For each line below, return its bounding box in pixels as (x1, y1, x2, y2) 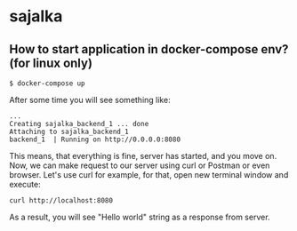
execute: (9, 179, 42, 189)
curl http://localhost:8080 (9, 196, 114, 205)
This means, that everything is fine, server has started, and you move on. (9, 151, 277, 161)
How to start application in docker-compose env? (9, 42, 289, 57)
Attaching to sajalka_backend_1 (9, 127, 129, 136)
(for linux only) (9, 55, 93, 70)
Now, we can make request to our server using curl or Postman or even (9, 160, 270, 171)
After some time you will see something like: (9, 95, 171, 105)
